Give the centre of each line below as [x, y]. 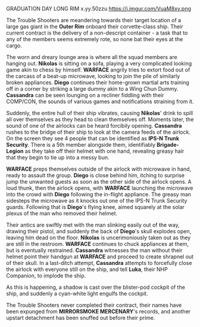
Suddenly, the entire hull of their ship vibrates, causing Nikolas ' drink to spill [100, 113]
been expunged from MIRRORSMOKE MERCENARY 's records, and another [99, 311]
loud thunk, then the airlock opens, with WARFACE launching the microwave [100, 188]
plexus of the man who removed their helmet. [62, 213]
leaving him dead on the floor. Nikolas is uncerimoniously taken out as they [99, 237]
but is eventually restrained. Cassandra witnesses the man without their [94, 250]
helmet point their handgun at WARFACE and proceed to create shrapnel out [100, 257]
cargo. [14, 45]
